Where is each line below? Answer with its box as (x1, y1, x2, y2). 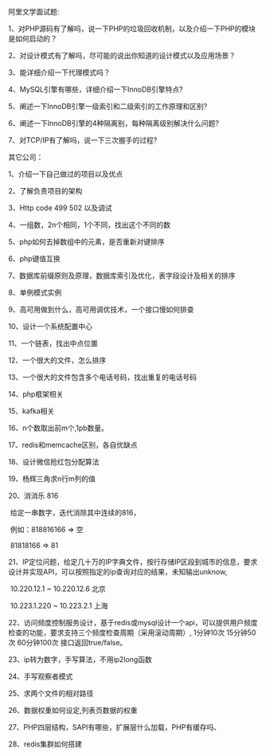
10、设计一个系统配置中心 (8, 322, 93, 331)
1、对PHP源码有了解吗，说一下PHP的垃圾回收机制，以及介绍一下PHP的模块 (8, 24, 256, 33)
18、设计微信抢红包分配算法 (8, 457, 100, 466)
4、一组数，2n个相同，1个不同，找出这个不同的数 (8, 220, 171, 229)
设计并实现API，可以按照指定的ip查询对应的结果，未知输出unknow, (8, 567, 228, 576)
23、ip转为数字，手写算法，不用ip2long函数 (8, 655, 153, 664)
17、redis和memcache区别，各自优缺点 (8, 441, 138, 449)
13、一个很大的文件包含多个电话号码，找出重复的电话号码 (8, 373, 198, 382)
